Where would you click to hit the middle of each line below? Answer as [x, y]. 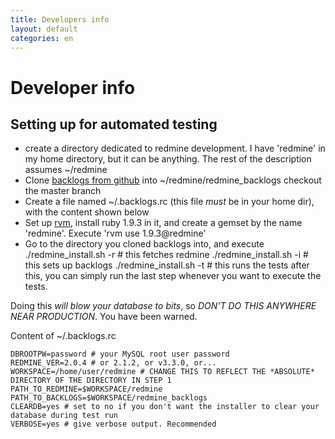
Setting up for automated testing [114, 124]
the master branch [63, 191]
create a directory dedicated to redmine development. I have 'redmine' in [175, 148]
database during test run [64, 416]
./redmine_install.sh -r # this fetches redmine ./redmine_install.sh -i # [166, 255]
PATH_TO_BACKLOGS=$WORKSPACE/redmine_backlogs [109, 398]
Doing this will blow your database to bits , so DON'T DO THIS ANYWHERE [163, 306]
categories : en [42, 38]
